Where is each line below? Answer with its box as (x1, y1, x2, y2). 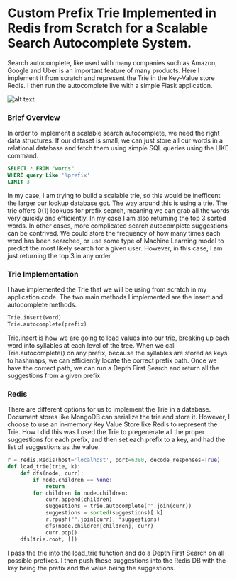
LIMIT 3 (7, 178, 31, 185)
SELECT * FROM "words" (7, 165, 75, 172)
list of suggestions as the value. (7, 443, 101, 451)
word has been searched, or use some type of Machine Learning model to (7, 236, 224, 245)
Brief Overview (7, 112, 60, 122)
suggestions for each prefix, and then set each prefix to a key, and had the (7, 435, 226, 444)
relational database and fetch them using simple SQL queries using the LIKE (7, 144, 229, 153)
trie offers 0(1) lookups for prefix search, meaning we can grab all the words (7, 206, 230, 214)
